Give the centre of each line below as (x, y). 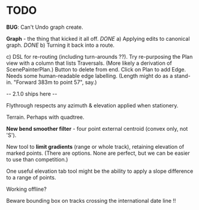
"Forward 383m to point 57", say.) (55, 82)
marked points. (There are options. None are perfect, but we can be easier (98, 153)
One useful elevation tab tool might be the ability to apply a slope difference (100, 171)
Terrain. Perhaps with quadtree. (46, 117)
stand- (182, 76)
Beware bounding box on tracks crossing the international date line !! (91, 200)
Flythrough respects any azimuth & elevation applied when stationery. (92, 105)
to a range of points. (31, 177)
